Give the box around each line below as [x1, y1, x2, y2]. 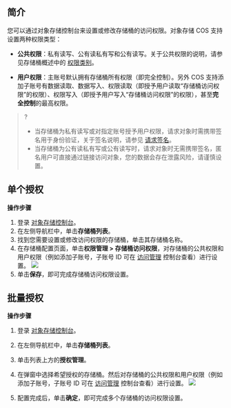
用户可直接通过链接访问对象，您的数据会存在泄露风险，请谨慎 [40, 153, 216, 161]
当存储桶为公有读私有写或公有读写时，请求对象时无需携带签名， [34, 144, 216, 152]
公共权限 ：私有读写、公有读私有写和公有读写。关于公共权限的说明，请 [17, 49, 217, 57]
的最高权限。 [35, 99, 72, 107]
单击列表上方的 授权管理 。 [17, 355, 90, 364]
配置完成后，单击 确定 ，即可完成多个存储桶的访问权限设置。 [17, 393, 187, 402]
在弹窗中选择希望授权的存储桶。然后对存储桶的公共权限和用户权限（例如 [17, 371, 223, 379]
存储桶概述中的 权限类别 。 [23, 58, 98, 66]
